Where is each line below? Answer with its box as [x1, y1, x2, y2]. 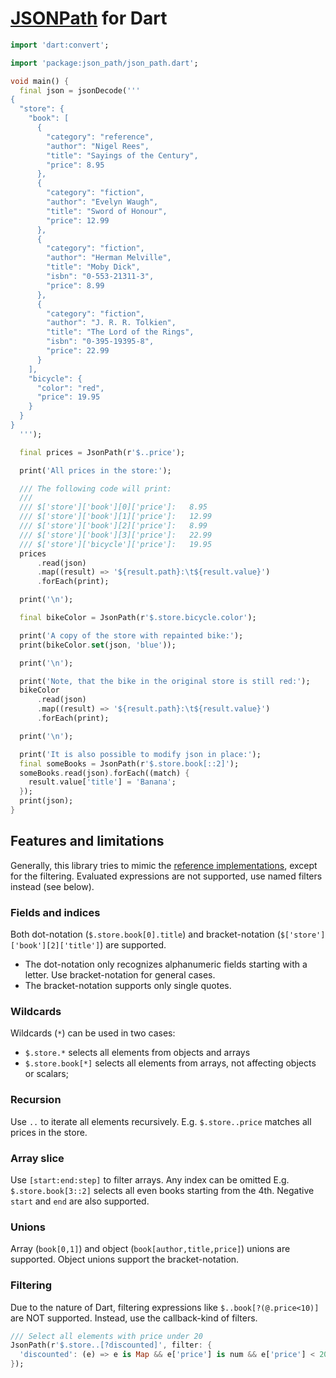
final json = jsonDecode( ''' [19, 85, 141, 96]
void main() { [10, 76, 70, 86]
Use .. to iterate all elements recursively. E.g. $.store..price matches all [10, 1115, 312, 1127]
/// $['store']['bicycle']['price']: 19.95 [19, 539, 213, 549]
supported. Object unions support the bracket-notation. [10, 1253, 240, 1266]
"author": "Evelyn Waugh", [46, 197, 159, 207]
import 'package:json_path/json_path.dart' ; [10, 58, 199, 68]
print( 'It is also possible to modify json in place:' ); [19, 749, 262, 759]
